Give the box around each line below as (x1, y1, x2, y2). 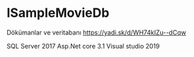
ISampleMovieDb (6, 5, 110, 21)
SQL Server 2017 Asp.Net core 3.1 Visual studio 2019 (6, 42, 160, 50)
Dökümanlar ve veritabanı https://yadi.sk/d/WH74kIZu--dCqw (6, 28, 187, 37)
